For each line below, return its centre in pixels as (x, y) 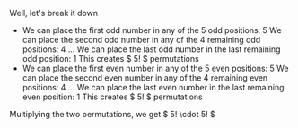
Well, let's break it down (54, 13)
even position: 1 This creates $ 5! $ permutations (113, 97)
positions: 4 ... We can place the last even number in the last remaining (153, 87)
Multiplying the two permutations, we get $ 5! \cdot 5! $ (112, 114)
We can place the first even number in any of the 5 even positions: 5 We (155, 68)
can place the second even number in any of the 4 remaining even (145, 78)
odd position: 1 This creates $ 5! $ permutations (110, 59)
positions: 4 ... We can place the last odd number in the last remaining (151, 49)
